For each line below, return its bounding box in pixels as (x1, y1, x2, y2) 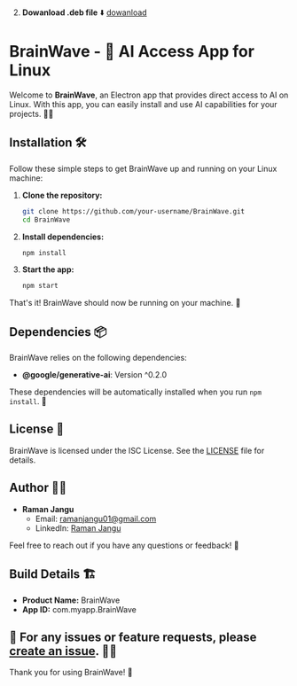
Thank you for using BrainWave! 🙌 (9, 667, 133, 678)
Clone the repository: (21, 190, 103, 200)
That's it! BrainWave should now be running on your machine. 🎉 (9, 298, 241, 308)
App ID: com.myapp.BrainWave (21, 604, 137, 614)
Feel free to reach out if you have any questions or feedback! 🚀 (9, 540, 239, 550)
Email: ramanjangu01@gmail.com (35, 513, 157, 524)
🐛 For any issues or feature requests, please (9, 629, 257, 644)
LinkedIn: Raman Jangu (35, 522, 121, 534)
